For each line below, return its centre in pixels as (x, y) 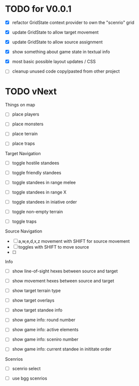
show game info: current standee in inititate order (62, 349)
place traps (23, 144)
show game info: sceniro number (45, 339)
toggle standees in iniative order (44, 202)
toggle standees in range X (39, 192)
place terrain (25, 134)
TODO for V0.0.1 (38, 9)
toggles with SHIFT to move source (54, 247)
